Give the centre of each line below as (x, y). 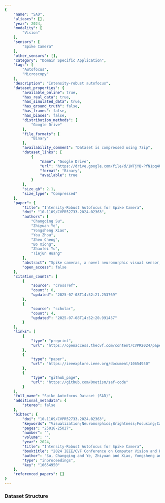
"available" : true (59, 175)
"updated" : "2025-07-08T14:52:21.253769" (74, 295)
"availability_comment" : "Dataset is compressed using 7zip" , (87, 148)
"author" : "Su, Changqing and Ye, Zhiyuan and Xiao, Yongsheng (88, 456)
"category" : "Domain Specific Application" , (60, 60)
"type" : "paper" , (49, 359)
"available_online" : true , (50, 92)
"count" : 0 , (43, 290)
